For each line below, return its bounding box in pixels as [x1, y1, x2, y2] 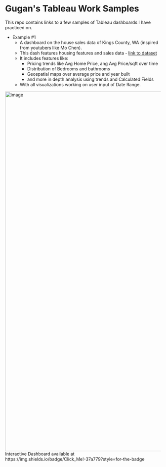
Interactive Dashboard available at [5, 451, 75, 457]
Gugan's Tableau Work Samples [5, 3, 139, 14]
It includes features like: [19, 55, 69, 61]
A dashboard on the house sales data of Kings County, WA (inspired [19, 39, 159, 45]
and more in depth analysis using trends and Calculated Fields [27, 76, 154, 82]
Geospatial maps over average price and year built [27, 71, 130, 77]
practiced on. [5, 24, 33, 30]
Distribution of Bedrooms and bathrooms [27, 65, 110, 72]
